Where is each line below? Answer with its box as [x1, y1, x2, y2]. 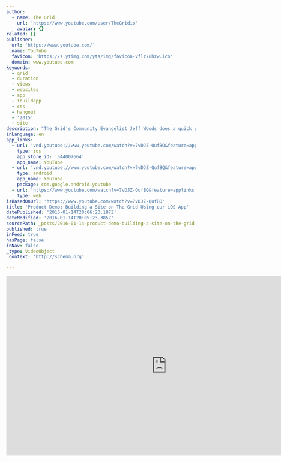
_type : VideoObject [6, 248, 55, 255]
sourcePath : [6, 221, 36, 227]
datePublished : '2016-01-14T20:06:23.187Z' [6, 209, 117, 216]
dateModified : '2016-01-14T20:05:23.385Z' [6, 215, 114, 221]
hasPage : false [6, 237, 44, 243]
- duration [11, 76, 39, 81]
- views [11, 81, 31, 87]
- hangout [11, 109, 36, 115]
